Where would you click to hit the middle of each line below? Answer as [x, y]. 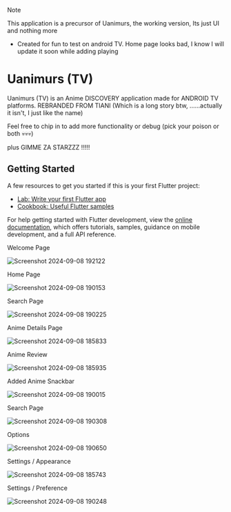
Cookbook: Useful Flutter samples [66, 206]
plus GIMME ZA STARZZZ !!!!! [49, 147]
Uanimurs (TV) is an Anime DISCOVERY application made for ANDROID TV [113, 98]
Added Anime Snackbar [41, 381]
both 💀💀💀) [20, 133]
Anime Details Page [35, 327]
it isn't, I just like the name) [45, 112]
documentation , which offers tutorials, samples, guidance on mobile [103, 227]
